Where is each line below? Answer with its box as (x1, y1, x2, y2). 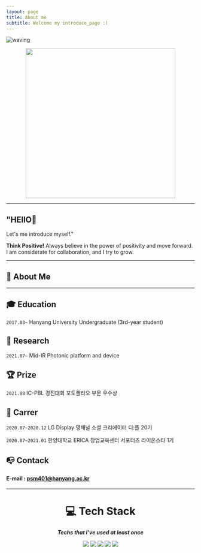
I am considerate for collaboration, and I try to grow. (6, 248, 134, 256)
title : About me (6, 14, 47, 20)
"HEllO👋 (6, 214, 37, 225)
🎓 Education (6, 299, 57, 309)
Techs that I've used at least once (57, 528, 144, 536)
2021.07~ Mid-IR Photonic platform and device (6, 351, 120, 359)
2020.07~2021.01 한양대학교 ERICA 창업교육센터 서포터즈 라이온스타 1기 (6, 437, 174, 444)
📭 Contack (6, 455, 49, 465)
